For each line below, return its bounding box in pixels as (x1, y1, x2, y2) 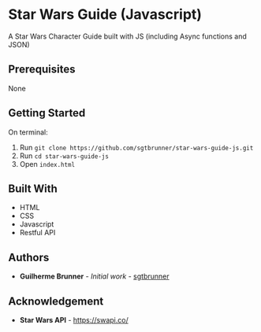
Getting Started (8, 106, 86, 120)
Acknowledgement (8, 294, 104, 308)
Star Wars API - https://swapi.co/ (19, 315, 129, 324)
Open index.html (19, 159, 76, 168)
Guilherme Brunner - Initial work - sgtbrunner (19, 271, 170, 281)
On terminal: (8, 127, 49, 137)
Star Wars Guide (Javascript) (8, 6, 203, 24)
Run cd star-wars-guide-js (19, 151, 109, 160)
